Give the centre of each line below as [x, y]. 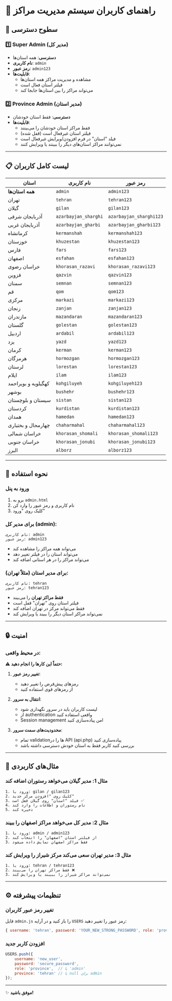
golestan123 [123, 325]
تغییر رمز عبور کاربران [29, 910]
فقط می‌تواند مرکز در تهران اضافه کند [49, 609]
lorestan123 [123, 366]
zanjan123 [120, 308]
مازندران [17, 316]
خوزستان [18, 241]
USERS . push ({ [19, 954]
